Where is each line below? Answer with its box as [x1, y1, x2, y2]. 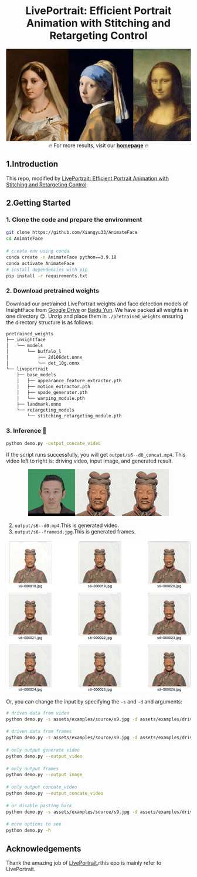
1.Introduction [6, 159, 59, 169]
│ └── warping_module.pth [16, 395, 85, 401]
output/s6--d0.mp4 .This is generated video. [14, 522, 119, 529]
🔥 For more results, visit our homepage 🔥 [48, 142, 149, 149]
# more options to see [6, 821, 62, 827]
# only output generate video [6, 747, 80, 753]
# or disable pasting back [6, 803, 72, 808]
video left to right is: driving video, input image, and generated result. [6, 457, 173, 464]
